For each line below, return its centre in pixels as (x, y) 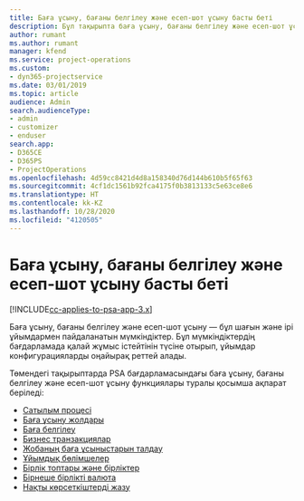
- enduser (28, 136)
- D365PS (26, 161)
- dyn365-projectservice (56, 77)
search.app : (32, 144)
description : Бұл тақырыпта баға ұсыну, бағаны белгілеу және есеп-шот (147, 26)
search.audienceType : (50, 111)
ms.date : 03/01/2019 (48, 85)
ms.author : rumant (44, 43)
